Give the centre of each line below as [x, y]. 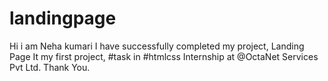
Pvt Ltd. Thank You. [50, 67]
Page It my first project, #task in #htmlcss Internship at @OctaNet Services [164, 56]
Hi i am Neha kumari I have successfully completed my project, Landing [157, 46]
